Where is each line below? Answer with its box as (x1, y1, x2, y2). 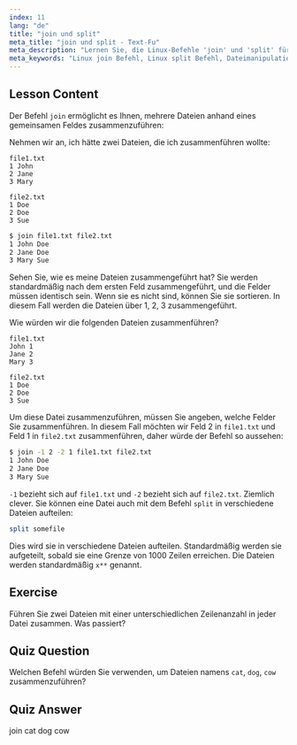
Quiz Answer (9, 702, 82, 717)
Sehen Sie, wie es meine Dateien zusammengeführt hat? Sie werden (9, 272, 258, 283)
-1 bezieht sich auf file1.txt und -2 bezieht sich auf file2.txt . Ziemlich (9, 488, 275, 499)
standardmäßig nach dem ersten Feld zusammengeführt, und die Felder (9, 281, 271, 292)
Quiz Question (9, 643, 90, 658)
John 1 (9, 342, 34, 351)
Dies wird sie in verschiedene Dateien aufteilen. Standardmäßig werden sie (9, 541, 282, 551)
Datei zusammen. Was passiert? (9, 618, 126, 628)
